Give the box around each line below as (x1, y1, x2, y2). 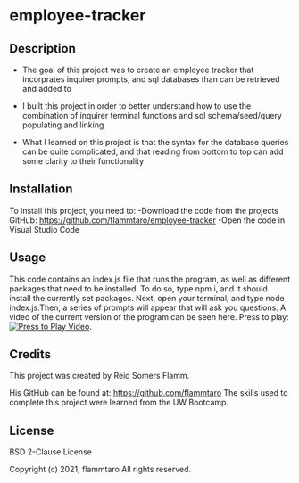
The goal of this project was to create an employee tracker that (21, 64, 254, 75)
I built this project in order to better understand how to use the (21, 101, 252, 111)
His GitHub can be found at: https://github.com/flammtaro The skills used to (9, 388, 288, 398)
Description (9, 41, 76, 56)
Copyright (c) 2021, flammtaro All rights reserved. (9, 464, 192, 475)
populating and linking (21, 119, 104, 130)
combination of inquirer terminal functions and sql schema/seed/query (21, 111, 283, 120)
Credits (9, 347, 52, 362)
